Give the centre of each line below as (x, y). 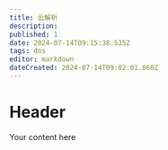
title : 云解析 (34, 18)
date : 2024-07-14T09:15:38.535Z (70, 43)
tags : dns (28, 51)
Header (37, 112)
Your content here (43, 137)
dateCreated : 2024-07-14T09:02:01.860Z (84, 68)
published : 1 (34, 34)
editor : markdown (42, 59)
